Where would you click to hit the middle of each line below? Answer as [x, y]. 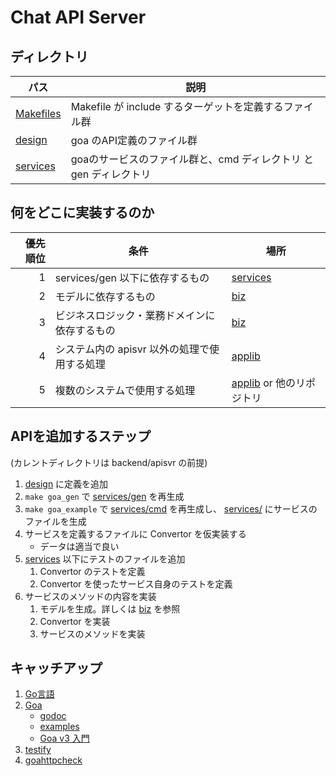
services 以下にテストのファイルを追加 [105, 558]
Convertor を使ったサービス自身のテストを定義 [136, 583]
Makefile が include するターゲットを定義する [177, 106]
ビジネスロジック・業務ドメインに [135, 315]
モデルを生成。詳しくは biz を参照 [110, 608]
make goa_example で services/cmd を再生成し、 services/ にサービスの [171, 508]
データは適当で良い [79, 546]
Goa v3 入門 [64, 738]
